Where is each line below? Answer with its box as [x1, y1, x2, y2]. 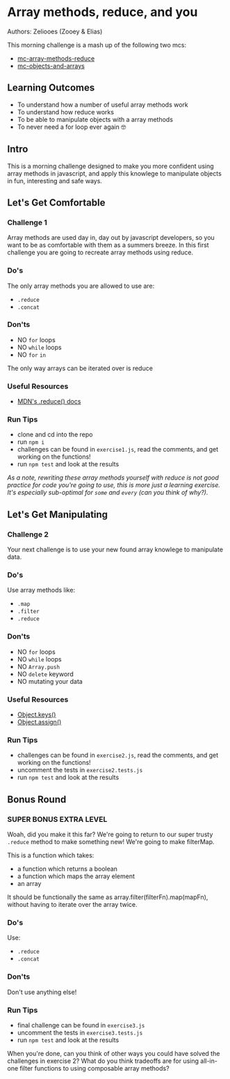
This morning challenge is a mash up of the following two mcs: [7, 40, 186, 49]
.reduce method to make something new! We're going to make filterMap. [7, 838, 215, 845]
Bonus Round [7, 793, 67, 805]
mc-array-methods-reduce [17, 54, 95, 63]
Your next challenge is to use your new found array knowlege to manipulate [7, 545, 224, 554]
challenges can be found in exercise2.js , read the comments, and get [17, 751, 219, 760]
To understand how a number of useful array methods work [17, 100, 189, 109]
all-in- [200, 1057, 217, 1065]
